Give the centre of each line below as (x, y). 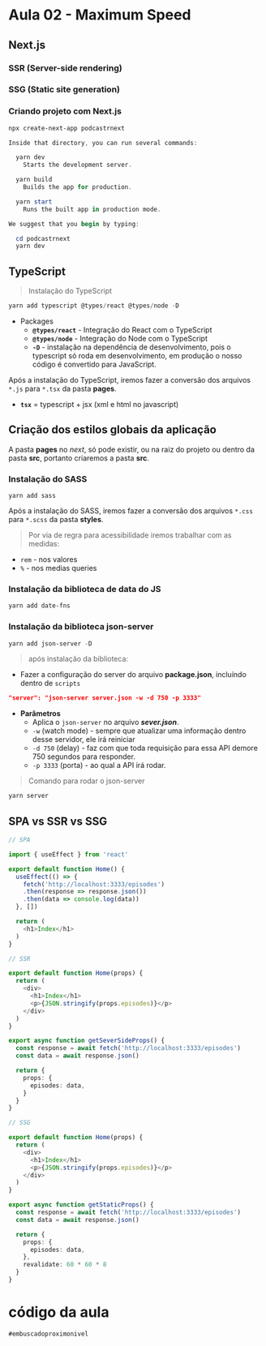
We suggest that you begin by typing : (74, 224)
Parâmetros (40, 714)
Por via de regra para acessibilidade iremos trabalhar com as (130, 535)
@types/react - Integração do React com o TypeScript (122, 330)
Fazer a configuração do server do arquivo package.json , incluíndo (133, 675)
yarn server (28, 796)
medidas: (44, 544)
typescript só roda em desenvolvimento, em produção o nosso (137, 356)
